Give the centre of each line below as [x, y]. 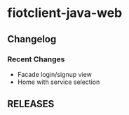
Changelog [32, 39]
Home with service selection [59, 82]
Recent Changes [36, 59]
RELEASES [31, 104]
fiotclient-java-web [65, 13]
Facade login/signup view [55, 74]
